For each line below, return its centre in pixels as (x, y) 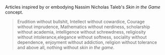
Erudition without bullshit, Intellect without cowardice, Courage (81, 22)
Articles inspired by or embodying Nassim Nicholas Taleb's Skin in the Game (83, 7)
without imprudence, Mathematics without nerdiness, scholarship (83, 27)
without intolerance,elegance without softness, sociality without (82, 37)
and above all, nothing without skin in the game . (66, 47)
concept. (14, 12)
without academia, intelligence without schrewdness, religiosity (82, 32)
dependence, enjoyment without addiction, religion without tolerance (87, 42)
